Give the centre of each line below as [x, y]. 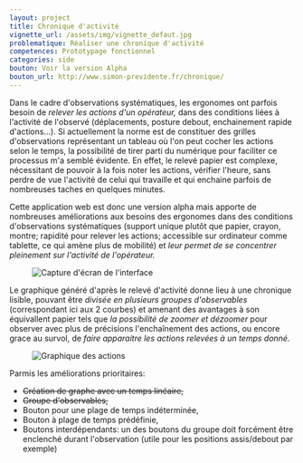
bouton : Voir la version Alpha [68, 69]
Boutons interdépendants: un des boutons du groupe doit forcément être [158, 429]
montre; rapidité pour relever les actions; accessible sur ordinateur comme [148, 236]
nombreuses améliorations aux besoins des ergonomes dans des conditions [151, 216]
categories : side [42, 60]
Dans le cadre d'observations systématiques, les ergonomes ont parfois [143, 102]
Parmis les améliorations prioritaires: [77, 373]
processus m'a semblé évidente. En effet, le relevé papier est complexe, [143, 160]
